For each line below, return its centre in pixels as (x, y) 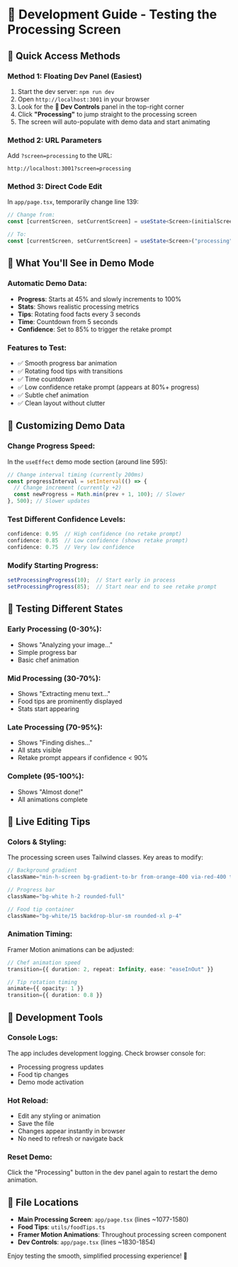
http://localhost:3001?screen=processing (69, 169)
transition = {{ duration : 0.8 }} (55, 995)
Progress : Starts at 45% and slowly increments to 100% (100, 299)
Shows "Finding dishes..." (55, 743)
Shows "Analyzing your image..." (65, 645)
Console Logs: (33, 1037)
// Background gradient (42, 870)
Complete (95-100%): (46, 776)
